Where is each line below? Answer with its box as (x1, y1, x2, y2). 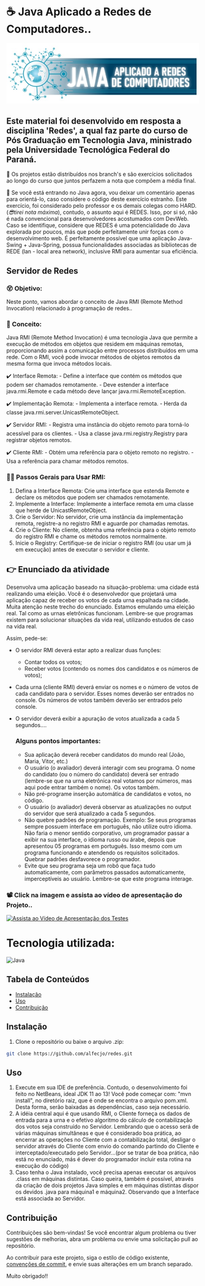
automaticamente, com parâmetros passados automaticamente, (24, 868, 185, 876)
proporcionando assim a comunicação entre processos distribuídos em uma (6, 347, 198, 354)
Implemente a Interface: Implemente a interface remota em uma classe (15, 500, 194, 507)
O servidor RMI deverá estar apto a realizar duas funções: (15, 647, 162, 654)
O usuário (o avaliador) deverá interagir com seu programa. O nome (24, 763, 196, 771)
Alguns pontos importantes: (15, 737, 101, 746)
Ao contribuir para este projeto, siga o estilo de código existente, (6, 1254, 170, 1261)
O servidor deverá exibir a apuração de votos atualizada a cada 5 (15, 715, 180, 722)
